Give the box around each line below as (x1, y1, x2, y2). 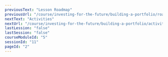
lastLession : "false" (5, 26, 50, 31)
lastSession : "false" (5, 30, 50, 35)
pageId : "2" (5, 44, 30, 49)
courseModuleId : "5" (5, 35, 48, 40)
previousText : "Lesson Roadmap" (5, 7, 72, 12)
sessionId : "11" (5, 40, 39, 45)
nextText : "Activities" (5, 16, 55, 21)
